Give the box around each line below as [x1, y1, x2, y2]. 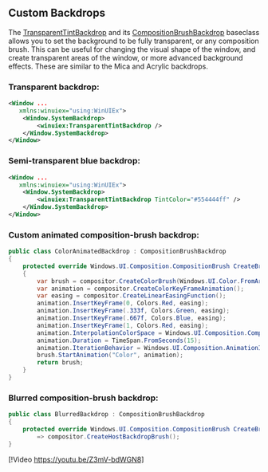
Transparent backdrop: [8, 81, 100, 92]
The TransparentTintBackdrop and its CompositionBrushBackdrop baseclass [8, 27, 260, 37]
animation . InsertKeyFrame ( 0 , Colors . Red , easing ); [37, 299, 209, 308]
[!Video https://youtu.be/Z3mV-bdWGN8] [8, 454, 144, 464]
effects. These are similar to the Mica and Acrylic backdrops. [8, 61, 209, 71]
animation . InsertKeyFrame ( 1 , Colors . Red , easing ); [37, 321, 209, 329]
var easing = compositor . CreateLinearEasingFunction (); [37, 292, 227, 300]
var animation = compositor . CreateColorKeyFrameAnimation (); [37, 285, 245, 293]
